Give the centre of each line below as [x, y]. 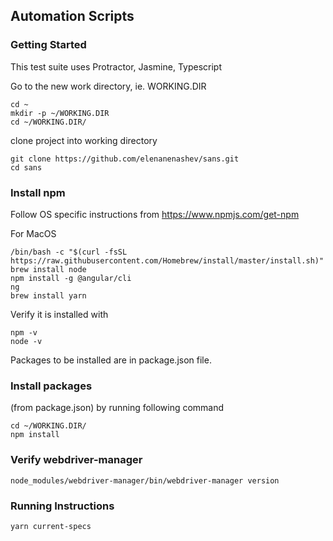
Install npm [38, 192]
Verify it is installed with [59, 314]
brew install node [48, 269]
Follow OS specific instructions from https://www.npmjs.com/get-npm [155, 214]
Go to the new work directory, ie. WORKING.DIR [108, 86]
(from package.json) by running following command [117, 408]
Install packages [51, 386]
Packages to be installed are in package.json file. [111, 360]
